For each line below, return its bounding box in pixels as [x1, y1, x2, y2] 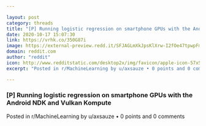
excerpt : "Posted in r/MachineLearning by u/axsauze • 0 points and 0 [6, 65, 191, 72]
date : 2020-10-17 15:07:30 [6, 31, 75, 37]
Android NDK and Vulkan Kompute [6, 98, 112, 107]
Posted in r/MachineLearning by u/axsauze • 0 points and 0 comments [6, 113, 185, 120]
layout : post [6, 14, 40, 20]
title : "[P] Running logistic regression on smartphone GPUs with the [6, 26, 191, 32]
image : [6, 43, 23, 49]
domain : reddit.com [6, 48, 56, 55]
